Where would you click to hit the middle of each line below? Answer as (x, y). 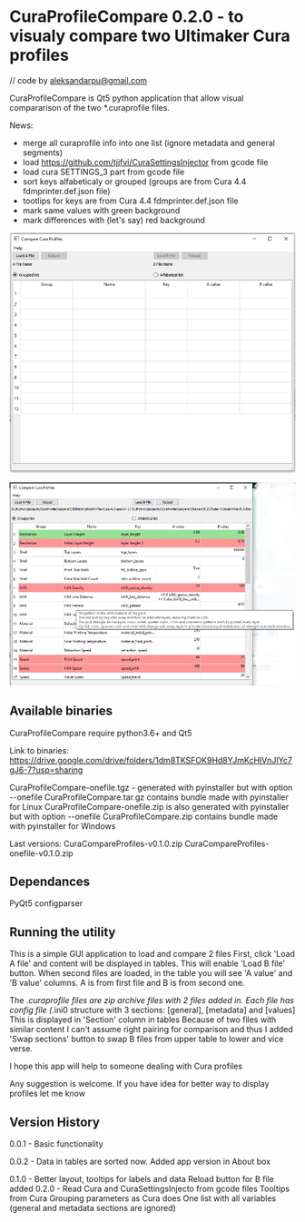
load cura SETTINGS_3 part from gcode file (103, 172)
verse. (21, 1049)
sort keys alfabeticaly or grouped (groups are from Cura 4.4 (134, 181)
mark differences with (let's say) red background (114, 220)
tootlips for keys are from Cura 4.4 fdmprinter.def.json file (130, 201)
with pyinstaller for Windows (63, 826)
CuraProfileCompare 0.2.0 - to (127, 17)
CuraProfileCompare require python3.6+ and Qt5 (101, 733)
